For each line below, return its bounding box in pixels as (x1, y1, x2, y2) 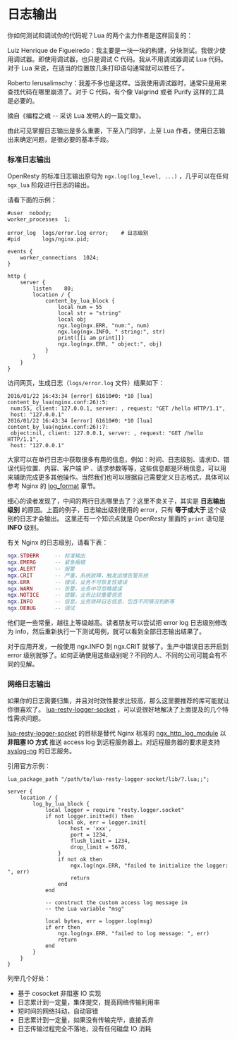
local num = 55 (57, 304, 102, 311)
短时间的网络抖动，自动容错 (17, 1007, 99, 1016)
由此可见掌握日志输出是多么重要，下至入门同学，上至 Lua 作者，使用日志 (7, 126, 219, 135)
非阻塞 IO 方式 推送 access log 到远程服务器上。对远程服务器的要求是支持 (7, 738, 221, 746)
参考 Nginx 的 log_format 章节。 (7, 482, 100, 490)
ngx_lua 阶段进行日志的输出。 (7, 181, 94, 189)
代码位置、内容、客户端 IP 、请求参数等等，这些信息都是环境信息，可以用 (13, 464, 227, 473)
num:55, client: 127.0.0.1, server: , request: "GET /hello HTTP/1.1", (10, 405, 226, 413)
